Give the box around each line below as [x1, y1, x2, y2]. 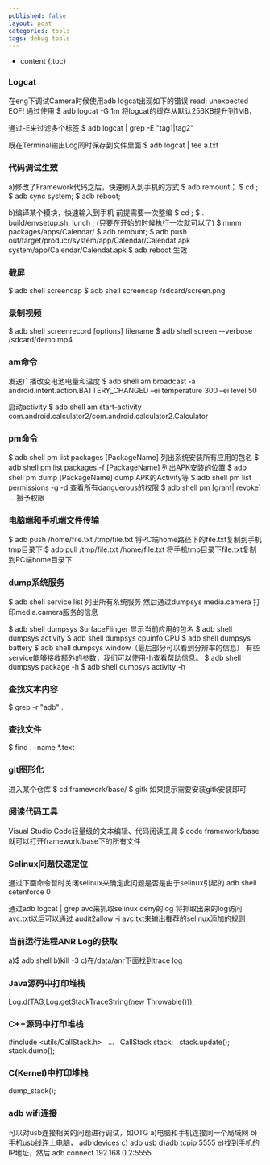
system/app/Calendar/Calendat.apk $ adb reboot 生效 [8, 245, 188, 255]
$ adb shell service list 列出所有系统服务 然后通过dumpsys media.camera [8, 597, 251, 607]
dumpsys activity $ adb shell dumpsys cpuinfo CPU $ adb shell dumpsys [8, 633, 251, 643]
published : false [8, 11, 67, 20]
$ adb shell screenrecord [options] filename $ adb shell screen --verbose [8, 326, 253, 336]
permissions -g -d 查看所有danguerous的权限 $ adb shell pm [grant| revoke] [8, 483, 262, 492]
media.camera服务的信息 [15, 607, 98, 616]
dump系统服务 [8, 577, 65, 588]
